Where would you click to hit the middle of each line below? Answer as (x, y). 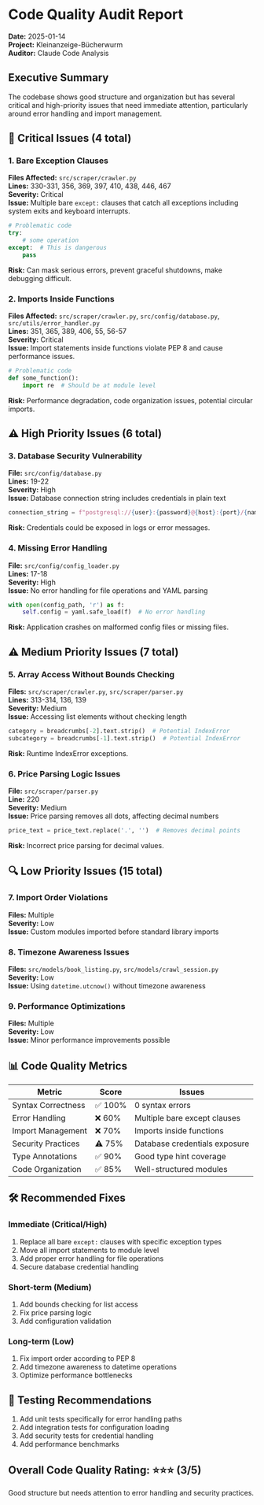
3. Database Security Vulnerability (75, 456)
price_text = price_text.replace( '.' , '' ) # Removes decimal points (125, 831)
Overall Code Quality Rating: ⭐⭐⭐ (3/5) (105, 1470)
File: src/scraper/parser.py (53, 791)
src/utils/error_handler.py (54, 324)
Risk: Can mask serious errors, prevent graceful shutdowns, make (115, 270)
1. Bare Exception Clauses (58, 161)
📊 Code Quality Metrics (68, 1066)
